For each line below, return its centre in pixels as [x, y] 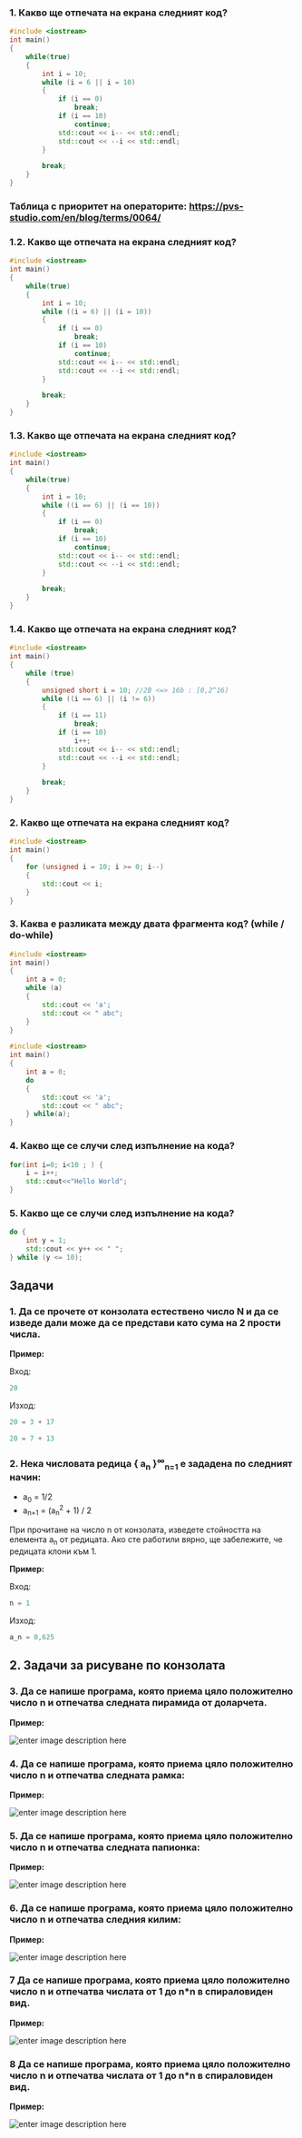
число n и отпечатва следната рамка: [97, 1775]
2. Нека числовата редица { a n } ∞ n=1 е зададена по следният [151, 1464]
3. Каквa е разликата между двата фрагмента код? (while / [147, 924]
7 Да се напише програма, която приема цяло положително [150, 1980]
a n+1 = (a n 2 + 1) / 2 [57, 1510]
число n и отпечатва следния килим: [95, 1920]
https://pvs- [216, 206]
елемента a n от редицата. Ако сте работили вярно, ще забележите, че [146, 1541]
